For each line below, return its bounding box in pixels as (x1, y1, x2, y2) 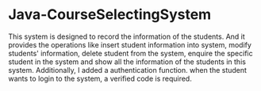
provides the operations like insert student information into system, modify (8, 40, 252, 49)
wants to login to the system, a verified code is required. (8, 74, 192, 83)
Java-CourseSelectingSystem (8, 6, 212, 24)
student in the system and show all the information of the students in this (8, 57, 246, 66)
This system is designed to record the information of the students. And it (8, 32, 246, 41)
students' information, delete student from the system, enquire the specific (8, 48, 253, 58)
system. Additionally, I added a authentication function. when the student (8, 65, 248, 74)
